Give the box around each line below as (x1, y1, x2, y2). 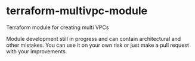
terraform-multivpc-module (6, 4, 148, 18)
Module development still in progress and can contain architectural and (6, 35, 181, 42)
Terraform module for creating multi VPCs (6, 24, 109, 31)
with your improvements (6, 47, 66, 54)
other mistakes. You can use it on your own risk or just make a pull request (6, 41, 190, 49)
